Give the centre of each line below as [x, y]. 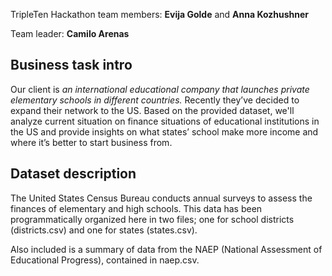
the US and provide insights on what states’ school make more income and [164, 131]
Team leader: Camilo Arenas [70, 33]
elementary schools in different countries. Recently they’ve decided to [155, 100]
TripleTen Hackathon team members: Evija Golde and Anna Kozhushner [160, 14]
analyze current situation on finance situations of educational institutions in [165, 121]
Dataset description [73, 174]
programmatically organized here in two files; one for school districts [152, 219]
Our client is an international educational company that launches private [160, 89]
